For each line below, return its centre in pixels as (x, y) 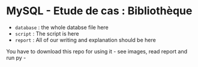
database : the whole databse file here (62, 27)
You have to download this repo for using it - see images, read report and (97, 51)
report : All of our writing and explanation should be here (85, 40)
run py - (16, 58)
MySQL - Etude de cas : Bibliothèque (99, 11)
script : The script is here (47, 33)
